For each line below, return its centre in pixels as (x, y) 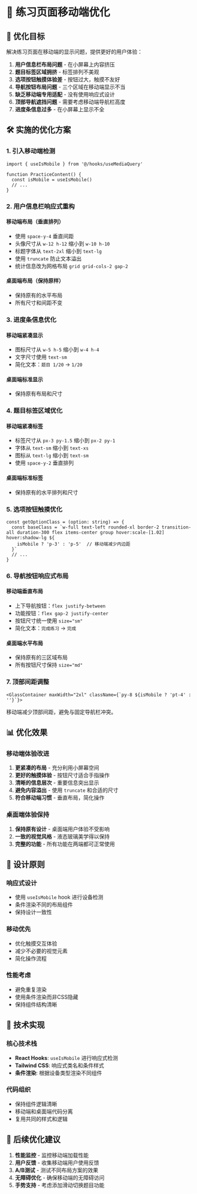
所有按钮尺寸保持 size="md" (49, 665)
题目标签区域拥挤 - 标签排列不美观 (57, 72)
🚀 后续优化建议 (34, 1140)
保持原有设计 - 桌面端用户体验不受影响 (62, 829)
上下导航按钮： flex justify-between (60, 606)
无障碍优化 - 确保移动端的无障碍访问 (60, 1177)
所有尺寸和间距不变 (39, 303)
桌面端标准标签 (25, 478)
